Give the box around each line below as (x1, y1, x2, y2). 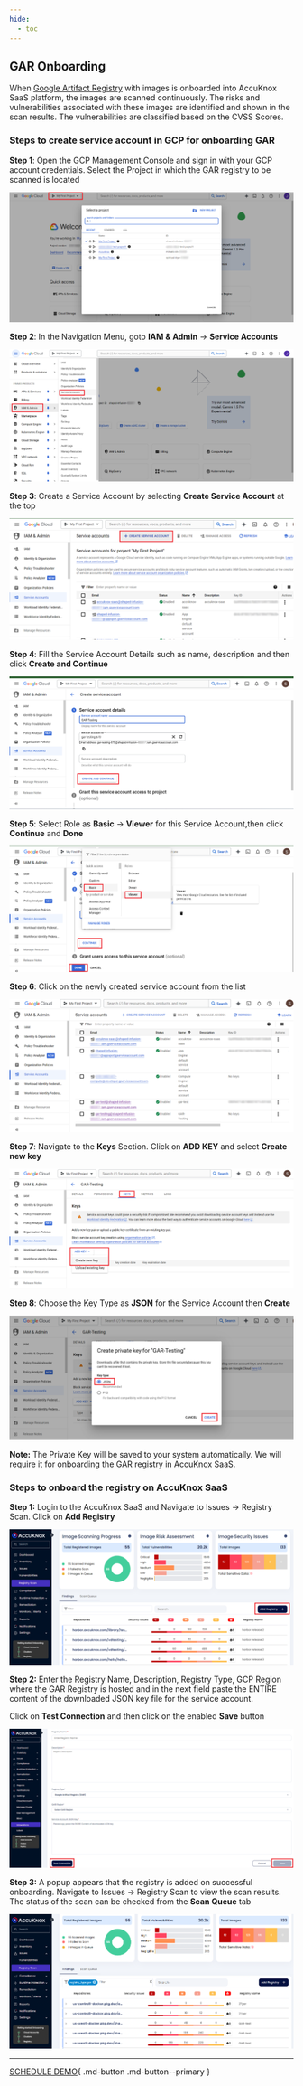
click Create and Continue (9, 658, 108, 669)
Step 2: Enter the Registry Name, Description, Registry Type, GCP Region (9, 1674, 282, 1685)
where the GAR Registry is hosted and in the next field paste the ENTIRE (9, 1683, 277, 1694)
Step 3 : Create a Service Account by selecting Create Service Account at (9, 491, 285, 502)
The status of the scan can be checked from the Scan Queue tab (9, 1895, 252, 1907)
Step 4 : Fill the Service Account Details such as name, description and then (9, 648, 290, 659)
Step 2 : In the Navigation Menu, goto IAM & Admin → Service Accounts (9, 331, 278, 343)
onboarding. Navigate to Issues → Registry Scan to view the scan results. (9, 1886, 281, 1897)
